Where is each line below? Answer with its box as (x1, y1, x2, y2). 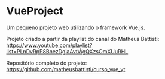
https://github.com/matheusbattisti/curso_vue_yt (6, 65, 126, 72)
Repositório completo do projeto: (6, 59, 87, 67)
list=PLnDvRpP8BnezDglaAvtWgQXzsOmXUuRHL (6, 48, 129, 55)
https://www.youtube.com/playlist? (6, 42, 93, 49)
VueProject (6, 4, 64, 18)
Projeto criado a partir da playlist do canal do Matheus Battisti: (6, 35, 160, 42)
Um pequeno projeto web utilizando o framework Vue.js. (6, 24, 145, 31)
